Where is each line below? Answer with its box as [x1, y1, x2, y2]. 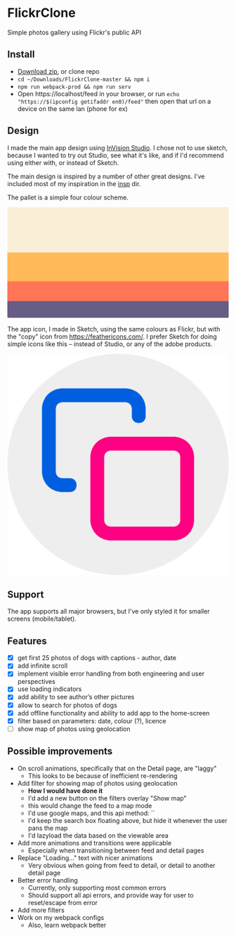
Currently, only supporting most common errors [27, 883, 166, 892]
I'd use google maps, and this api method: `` [27, 809, 156, 817]
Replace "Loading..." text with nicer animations [17, 853, 153, 862]
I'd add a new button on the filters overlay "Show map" [27, 793, 188, 802]
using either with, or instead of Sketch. [7, 158, 119, 166]
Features [7, 635, 47, 647]
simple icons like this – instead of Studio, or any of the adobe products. [7, 339, 213, 348]
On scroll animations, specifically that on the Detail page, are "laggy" [17, 764, 217, 772]
